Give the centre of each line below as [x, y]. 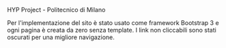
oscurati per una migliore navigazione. [61, 37]
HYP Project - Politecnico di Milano [56, 10]
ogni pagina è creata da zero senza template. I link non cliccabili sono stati [112, 30]
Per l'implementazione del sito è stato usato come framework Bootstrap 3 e [113, 23]
